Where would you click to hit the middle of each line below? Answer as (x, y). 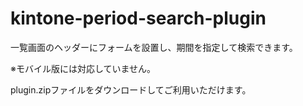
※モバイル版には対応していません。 (83, 68)
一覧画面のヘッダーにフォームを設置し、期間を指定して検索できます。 (154, 47)
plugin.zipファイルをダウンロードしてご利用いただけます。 (131, 89)
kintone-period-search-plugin (138, 18)
